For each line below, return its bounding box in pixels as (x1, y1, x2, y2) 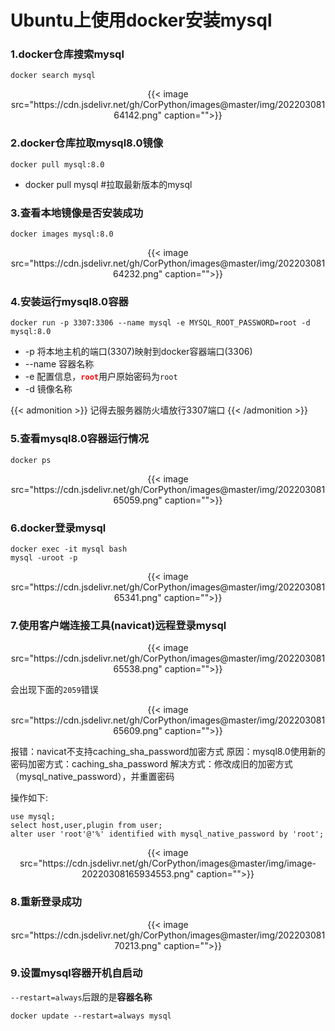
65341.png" (113, 591, 162, 603)
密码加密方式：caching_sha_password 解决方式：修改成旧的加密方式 (10, 758, 293, 770)
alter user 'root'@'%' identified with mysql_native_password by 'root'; (10, 829, 325, 840)
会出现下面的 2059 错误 (10, 684, 99, 696)
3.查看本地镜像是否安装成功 (10, 206, 143, 220)
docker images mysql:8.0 (10, 229, 114, 240)
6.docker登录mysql (10, 521, 107, 535)
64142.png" (113, 109, 163, 121)
